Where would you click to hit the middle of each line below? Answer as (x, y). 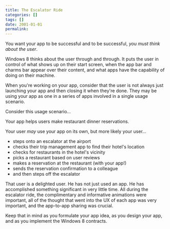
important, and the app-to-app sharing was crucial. (59, 206)
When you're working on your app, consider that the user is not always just (84, 86)
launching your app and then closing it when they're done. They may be (81, 91)
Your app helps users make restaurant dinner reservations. (67, 121)
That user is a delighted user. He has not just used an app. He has (75, 184)
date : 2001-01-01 (24, 24)
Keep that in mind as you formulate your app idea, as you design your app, (84, 216)
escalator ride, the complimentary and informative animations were (76, 195)
